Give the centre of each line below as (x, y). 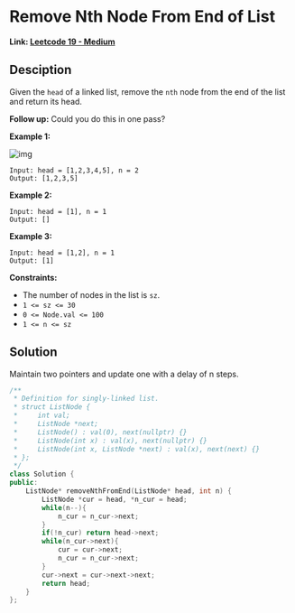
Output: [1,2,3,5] (44, 178)
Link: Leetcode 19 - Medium (62, 42)
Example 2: (31, 195)
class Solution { (42, 474)
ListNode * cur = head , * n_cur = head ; (115, 499)
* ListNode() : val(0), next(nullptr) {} (100, 432)
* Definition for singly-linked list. (86, 399)
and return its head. (46, 101)
